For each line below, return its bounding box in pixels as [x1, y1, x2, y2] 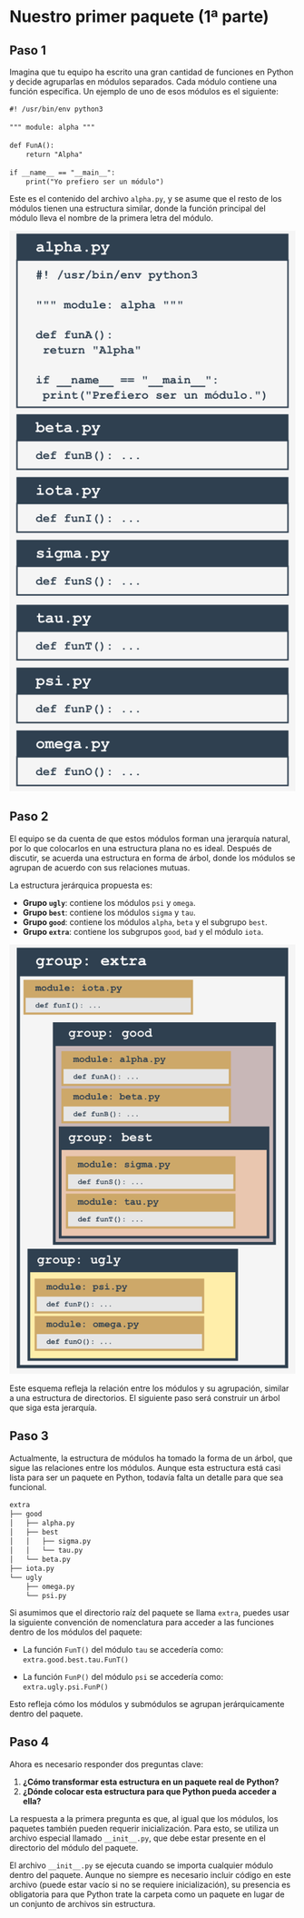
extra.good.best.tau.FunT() [22, 1655, 129, 1665]
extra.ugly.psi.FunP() [22, 1683, 109, 1692]
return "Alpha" [25, 150, 83, 159]
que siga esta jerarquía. [9, 1402, 97, 1413]
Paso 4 [9, 1734, 50, 1750]
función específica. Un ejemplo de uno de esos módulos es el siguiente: [9, 86, 279, 96]
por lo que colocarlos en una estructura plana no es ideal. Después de [9, 842, 272, 853]
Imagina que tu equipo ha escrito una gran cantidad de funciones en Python [9, 66, 294, 77]
